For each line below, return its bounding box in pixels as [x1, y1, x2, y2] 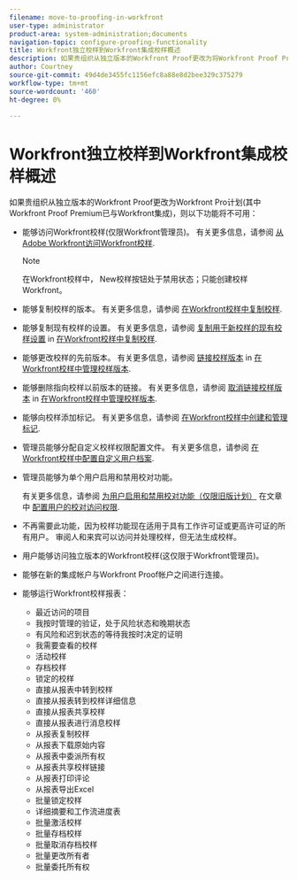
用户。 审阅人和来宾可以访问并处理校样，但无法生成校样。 [29, 532, 241, 543]
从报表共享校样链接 [34, 762, 106, 773]
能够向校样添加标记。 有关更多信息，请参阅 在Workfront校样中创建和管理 [21, 413, 288, 423]
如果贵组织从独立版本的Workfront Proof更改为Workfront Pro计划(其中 [9, 197, 262, 208]
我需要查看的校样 [34, 640, 98, 651]
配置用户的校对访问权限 [32, 502, 118, 513]
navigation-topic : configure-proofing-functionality [9, 37, 208, 47]
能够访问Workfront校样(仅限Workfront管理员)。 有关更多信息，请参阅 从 [21, 227, 285, 237]
